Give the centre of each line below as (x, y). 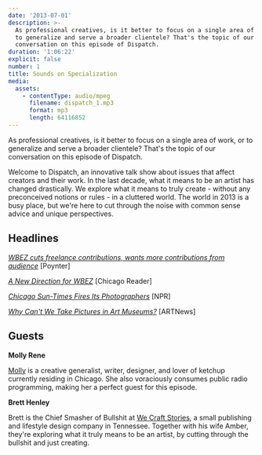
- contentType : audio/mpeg (66, 96)
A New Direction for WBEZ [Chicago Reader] (80, 281)
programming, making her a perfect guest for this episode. (103, 387)
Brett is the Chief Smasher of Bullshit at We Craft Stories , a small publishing (130, 417)
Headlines (33, 239)
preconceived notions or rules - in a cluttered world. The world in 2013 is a (129, 196)
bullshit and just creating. (49, 442)
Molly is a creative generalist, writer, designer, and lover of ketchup (116, 370)
